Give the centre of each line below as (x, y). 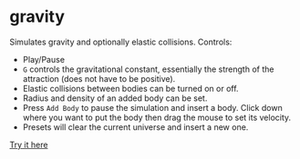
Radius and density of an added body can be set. (115, 98)
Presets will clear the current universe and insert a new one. (135, 127)
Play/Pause (44, 59)
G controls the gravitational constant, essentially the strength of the (148, 69)
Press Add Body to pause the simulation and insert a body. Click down (152, 107)
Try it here (29, 144)
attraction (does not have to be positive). (99, 78)
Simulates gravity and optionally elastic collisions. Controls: (121, 42)
